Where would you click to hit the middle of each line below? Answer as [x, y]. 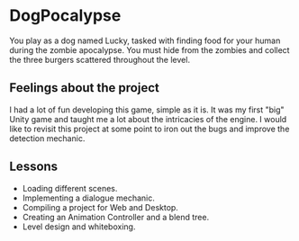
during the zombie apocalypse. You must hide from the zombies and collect [149, 49]
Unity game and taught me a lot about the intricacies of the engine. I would [148, 119]
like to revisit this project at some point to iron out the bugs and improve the [149, 129]
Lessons [34, 167]
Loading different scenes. [70, 188]
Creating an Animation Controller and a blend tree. [116, 217]
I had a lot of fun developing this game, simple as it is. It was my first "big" [147, 110]
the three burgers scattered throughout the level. [100, 59]
